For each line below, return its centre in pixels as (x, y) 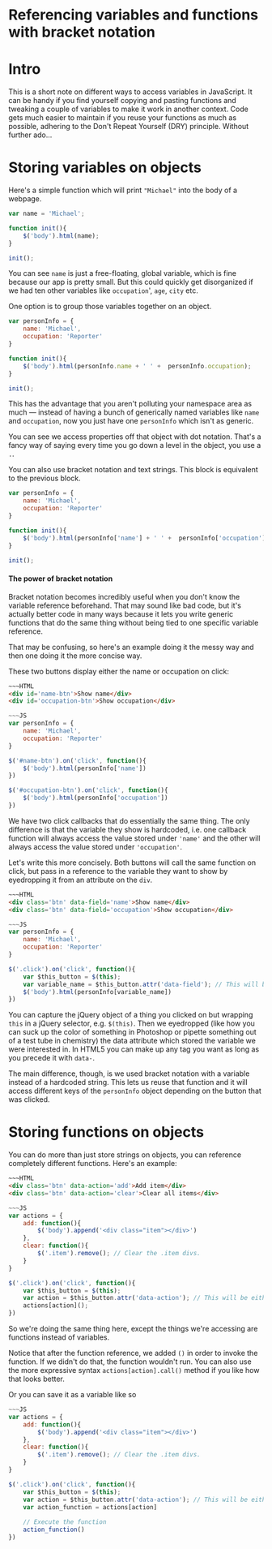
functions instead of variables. (59, 1337)
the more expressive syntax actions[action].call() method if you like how (134, 1370)
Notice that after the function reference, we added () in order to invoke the (133, 1353)
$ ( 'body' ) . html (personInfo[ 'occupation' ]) (96, 798)
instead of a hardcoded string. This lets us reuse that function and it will (128, 1082)
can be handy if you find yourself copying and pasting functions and (122, 101)
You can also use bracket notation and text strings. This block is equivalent (134, 470)
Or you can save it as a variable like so (72, 1395)
